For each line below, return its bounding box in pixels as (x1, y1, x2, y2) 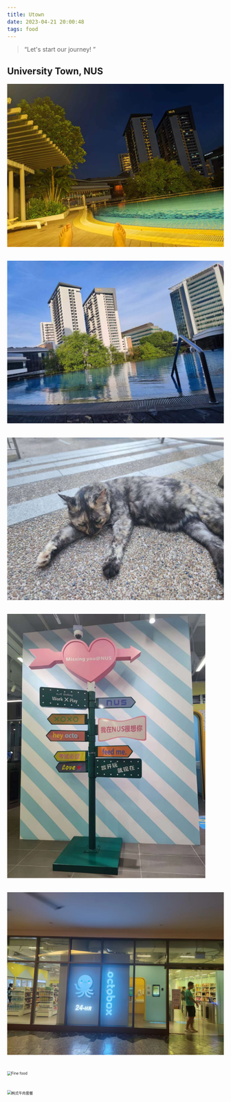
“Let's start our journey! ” (23, 45, 96, 54)
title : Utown (7, 11, 45, 18)
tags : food (7, 25, 38, 32)
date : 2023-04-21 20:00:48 (7, 18, 85, 25)
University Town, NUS (7, 65, 103, 77)
